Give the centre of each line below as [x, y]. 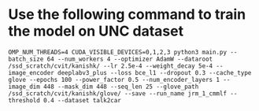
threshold [24, 100]
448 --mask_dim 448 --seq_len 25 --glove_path [121, 87]
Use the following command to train [127, 15]
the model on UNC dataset [96, 31]
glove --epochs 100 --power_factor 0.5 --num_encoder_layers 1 [114, 80]
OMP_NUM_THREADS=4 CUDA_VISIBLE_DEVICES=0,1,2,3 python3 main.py [117, 52]
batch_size [26, 59]
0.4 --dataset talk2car [82, 100]
